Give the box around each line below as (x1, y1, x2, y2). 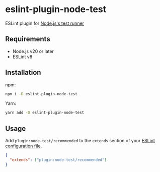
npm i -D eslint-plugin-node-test (5, 91, 78, 96)
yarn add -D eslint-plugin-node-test (5, 110, 85, 116)
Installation (5, 68, 41, 77)
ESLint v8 (12, 53, 33, 60)
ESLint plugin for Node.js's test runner (5, 20, 85, 26)
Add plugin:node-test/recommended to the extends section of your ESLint (5, 138, 155, 144)
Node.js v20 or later (12, 48, 54, 54)
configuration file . (5, 143, 42, 149)
